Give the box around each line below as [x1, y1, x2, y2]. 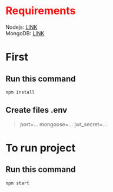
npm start [5, 180, 30, 186]
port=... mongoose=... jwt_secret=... [19, 120, 107, 127]
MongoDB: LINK [5, 29, 45, 36]
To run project [5, 141, 76, 154]
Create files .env [5, 105, 68, 115]
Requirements [5, 4, 76, 18]
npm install [5, 89, 35, 95]
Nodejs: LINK [5, 23, 38, 31]
